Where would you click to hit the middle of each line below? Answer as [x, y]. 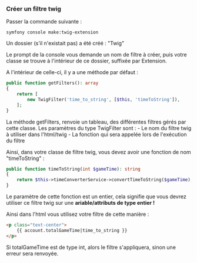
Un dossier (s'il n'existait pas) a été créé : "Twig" [65, 44]
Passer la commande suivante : [44, 22]
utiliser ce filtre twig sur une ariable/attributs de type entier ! [81, 203]
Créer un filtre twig [34, 9]
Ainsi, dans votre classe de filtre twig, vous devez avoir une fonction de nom [98, 152]
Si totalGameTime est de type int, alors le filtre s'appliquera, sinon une [91, 247]
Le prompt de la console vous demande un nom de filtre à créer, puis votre [96, 55]
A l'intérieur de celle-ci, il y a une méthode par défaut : [72, 72]
